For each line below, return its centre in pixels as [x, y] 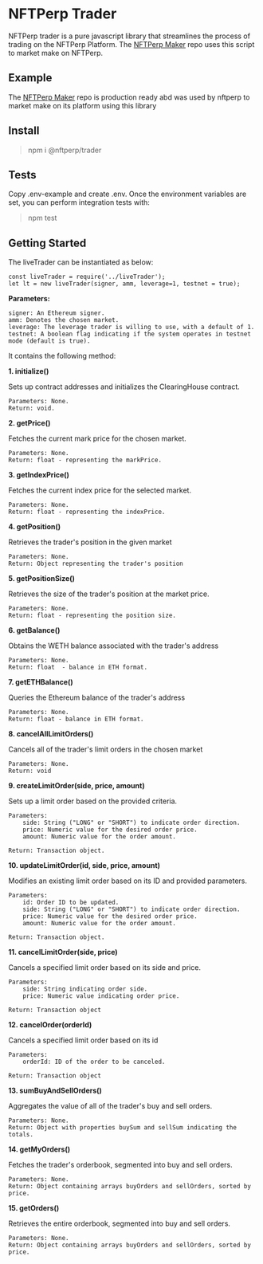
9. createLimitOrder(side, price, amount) [77, 786]
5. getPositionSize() [42, 579]
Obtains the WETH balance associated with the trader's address [114, 646]
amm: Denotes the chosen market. [64, 320]
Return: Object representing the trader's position [96, 564]
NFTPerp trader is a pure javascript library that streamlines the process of [130, 36]
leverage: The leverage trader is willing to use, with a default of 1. [131, 328]
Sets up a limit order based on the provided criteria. [93, 801]
